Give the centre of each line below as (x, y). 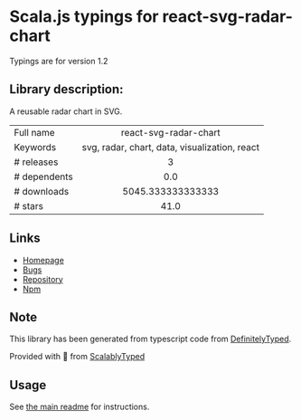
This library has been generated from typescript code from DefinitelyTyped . (150, 339)
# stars (28, 205)
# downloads (42, 191)
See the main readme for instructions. (80, 407)
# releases (36, 162)
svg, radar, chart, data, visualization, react (171, 147)
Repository (42, 279)
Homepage (43, 260)
